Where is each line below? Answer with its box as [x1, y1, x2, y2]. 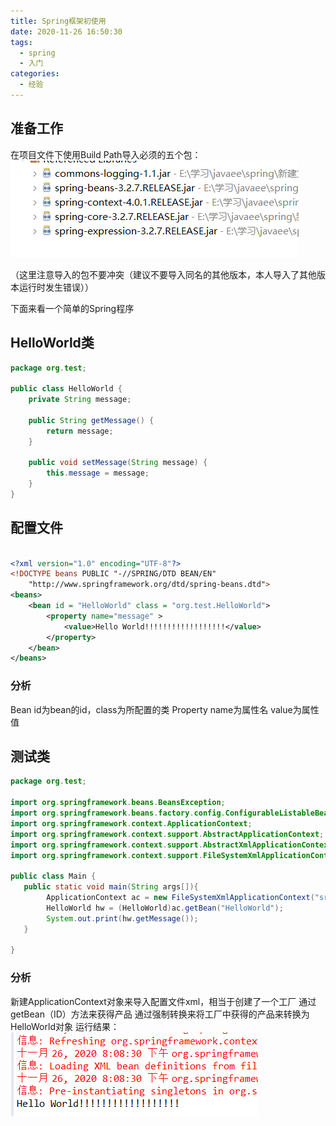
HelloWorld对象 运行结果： [10, 1020, 120, 1032]
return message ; [46, 426, 114, 436]
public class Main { [10, 871, 97, 882]
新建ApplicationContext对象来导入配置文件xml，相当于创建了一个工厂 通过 [10, 995, 317, 1007]
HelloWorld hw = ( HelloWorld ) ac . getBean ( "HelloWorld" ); [46, 903, 284, 913]
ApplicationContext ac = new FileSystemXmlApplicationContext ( [46, 893, 315, 903]
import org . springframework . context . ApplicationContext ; [10, 818, 253, 829]
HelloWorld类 [10, 335, 95, 352]
